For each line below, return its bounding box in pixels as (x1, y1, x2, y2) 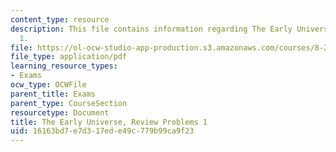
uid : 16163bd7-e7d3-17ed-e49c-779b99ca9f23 (10, 126, 195, 136)
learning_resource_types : (10, 61, 118, 71)
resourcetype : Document (10, 107, 110, 118)
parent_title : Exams (10, 89, 97, 99)
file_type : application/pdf (10, 52, 128, 62)
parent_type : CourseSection (10, 98, 128, 108)
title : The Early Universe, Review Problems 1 (10, 117, 208, 127)
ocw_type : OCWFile (10, 80, 87, 90)
